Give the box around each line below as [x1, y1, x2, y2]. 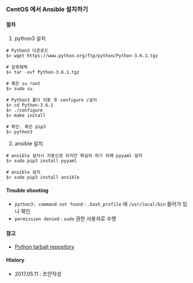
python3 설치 [14, 35, 46, 42]
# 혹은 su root [6, 81, 41, 87]
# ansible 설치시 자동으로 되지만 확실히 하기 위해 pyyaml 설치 [6, 153, 143, 159]
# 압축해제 [6, 64, 28, 70]
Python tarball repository [14, 243, 75, 250]
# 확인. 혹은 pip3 [6, 124, 46, 130]
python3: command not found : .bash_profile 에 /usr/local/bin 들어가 [14, 200, 181, 207]
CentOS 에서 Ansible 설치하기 [6, 5, 88, 13]
